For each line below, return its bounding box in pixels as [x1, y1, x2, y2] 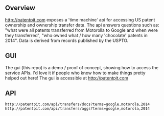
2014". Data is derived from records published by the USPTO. [5, 38, 129, 43]
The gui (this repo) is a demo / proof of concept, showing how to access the [5, 64, 159, 70]
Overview [5, 4, 36, 12]
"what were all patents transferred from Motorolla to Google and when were [5, 27, 158, 33]
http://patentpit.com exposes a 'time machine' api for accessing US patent [5, 17, 155, 22]
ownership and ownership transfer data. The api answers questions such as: [5, 22, 160, 28]
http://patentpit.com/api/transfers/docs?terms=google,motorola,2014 [5, 102, 150, 107]
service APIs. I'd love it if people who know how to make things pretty [5, 70, 146, 76]
